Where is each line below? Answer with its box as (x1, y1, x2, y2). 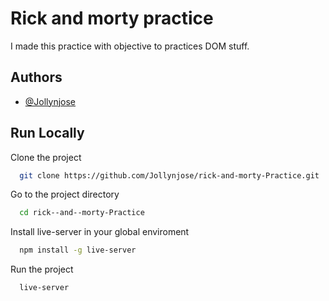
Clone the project (10, 151, 82, 163)
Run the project (10, 263, 74, 276)
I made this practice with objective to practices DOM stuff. (10, 40, 250, 52)
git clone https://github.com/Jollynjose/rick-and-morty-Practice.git (19, 170, 320, 181)
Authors (10, 69, 63, 86)
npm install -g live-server (19, 245, 137, 256)
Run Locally (10, 125, 85, 142)
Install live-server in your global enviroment (10, 226, 190, 238)
